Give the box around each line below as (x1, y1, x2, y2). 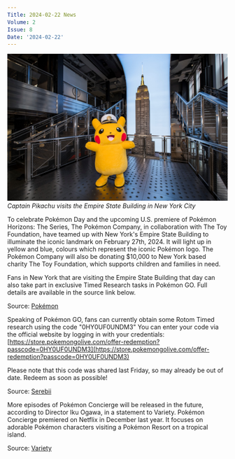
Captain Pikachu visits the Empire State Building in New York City (7, 202, 196, 210)
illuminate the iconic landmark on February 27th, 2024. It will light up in (7, 237, 212, 246)
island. (7, 430, 27, 439)
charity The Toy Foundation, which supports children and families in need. (7, 260, 221, 268)
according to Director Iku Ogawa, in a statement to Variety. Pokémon (7, 408, 205, 416)
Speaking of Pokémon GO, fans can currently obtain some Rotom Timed (7, 315, 215, 323)
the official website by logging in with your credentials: (7, 330, 165, 339)
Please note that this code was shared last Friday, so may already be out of (7, 366, 224, 374)
